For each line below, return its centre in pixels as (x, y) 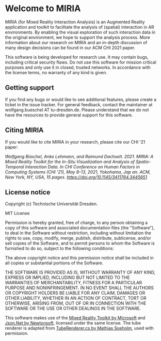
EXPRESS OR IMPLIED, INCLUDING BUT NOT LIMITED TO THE (67, 277)
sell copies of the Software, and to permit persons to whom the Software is (80, 244)
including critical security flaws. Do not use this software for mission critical (81, 62)
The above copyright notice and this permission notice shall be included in (79, 258)
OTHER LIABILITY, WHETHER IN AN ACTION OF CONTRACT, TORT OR (76, 298)
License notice (28, 192)
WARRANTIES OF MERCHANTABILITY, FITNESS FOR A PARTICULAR (73, 283)
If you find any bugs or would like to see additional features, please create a (81, 99)
